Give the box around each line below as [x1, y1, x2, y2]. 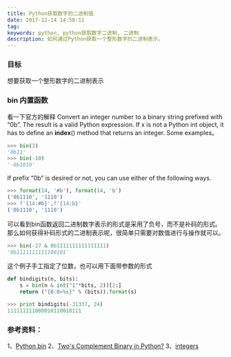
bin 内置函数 [7, 96, 48, 105]
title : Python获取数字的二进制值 [7, 10, 94, 17]
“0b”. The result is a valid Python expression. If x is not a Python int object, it [7, 120, 224, 128]
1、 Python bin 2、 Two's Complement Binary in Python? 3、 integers [7, 342, 199, 350]
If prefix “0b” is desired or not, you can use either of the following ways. [7, 174, 212, 183]
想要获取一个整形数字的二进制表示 [7, 76, 104, 85]
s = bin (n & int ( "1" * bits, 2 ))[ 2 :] [19, 282, 122, 289]
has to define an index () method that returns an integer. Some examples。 [7, 128, 219, 136]
